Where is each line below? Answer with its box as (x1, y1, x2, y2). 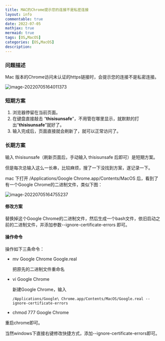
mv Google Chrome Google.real (12, 256, 77, 262)
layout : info (5, 12, 32, 17)
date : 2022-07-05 (5, 21, 41, 26)
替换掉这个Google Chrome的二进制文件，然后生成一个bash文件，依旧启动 (5, 215, 156, 222)
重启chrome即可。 (5, 320, 43, 326)
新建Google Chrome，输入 (12, 286, 67, 292)
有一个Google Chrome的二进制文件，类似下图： (5, 181, 103, 187)
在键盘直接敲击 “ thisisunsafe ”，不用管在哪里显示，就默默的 (12, 115, 135, 122)
